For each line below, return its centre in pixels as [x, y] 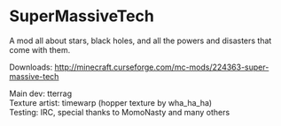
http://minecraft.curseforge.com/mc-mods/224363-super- [162, 67]
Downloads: [31, 67]
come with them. [40, 49]
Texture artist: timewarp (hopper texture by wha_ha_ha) [111, 102]
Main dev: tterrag [41, 93]
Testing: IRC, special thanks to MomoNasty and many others [120, 112]
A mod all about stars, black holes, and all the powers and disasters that [140, 41]
